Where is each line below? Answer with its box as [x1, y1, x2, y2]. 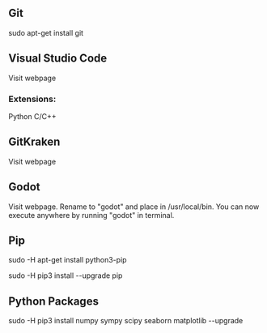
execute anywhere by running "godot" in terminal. [8, 210, 175, 220]
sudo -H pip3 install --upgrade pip [8, 271, 123, 280]
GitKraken [8, 135, 61, 149]
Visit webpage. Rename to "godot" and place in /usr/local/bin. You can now [8, 202, 260, 211]
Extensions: [8, 93, 57, 105]
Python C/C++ [8, 111, 57, 121]
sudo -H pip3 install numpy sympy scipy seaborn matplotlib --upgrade [8, 316, 244, 326]
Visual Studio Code [8, 52, 108, 66]
